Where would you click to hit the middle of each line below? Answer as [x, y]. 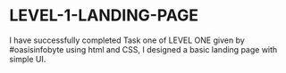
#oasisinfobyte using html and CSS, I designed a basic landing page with [143, 49]
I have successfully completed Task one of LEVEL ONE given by [127, 40]
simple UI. [28, 59]
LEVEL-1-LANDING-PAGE [104, 16]
